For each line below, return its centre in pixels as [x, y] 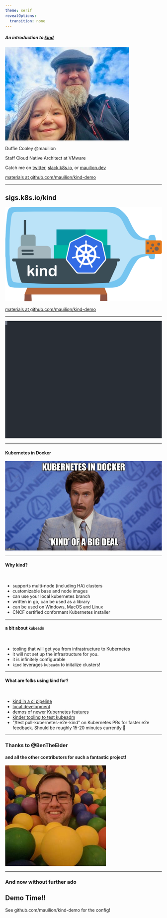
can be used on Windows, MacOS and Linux [58, 607]
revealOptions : [21, 16]
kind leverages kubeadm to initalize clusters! [56, 665]
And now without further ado [41, 882]
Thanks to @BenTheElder [37, 745]
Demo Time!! [26, 898]
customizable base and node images [50, 591]
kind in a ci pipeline [32, 701]
